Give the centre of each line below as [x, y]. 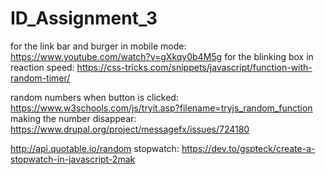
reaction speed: [42, 67]
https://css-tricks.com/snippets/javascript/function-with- [194, 67]
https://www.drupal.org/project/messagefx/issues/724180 [130, 129]
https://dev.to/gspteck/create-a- [248, 148]
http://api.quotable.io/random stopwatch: [95, 148]
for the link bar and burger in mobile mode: [98, 46]
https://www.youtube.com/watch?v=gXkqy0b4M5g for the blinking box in [162, 56]
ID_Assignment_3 [84, 18]
